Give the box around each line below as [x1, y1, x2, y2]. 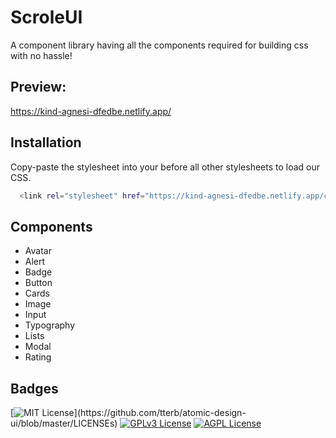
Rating [24, 351, 52, 363]
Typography [24, 319, 76, 331]
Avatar [24, 245, 52, 257]
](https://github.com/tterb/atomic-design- [73, 407, 247, 419]
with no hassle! [10, 49, 73, 61]
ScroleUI [10, 6, 83, 29]
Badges [10, 380, 59, 397]
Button [24, 277, 53, 289]
